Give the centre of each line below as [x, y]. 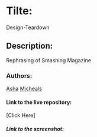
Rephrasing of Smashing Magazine [49, 60]
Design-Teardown [28, 27]
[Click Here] [21, 115]
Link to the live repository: [39, 102]
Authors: [19, 75]
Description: [30, 46]
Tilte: [19, 11]
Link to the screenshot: [35, 129]
